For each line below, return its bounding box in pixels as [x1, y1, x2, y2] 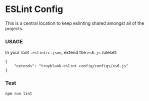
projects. [5, 25, 23, 31]
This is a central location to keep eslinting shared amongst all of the [5, 20, 144, 26]
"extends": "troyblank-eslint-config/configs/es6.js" [14, 64, 128, 69]
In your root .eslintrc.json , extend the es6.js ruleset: [5, 49, 117, 56]
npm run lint [5, 91, 32, 96]
